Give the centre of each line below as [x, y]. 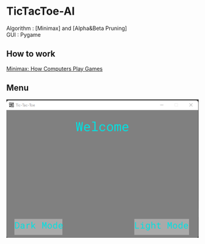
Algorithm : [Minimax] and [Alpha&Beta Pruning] [67, 28]
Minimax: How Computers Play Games [55, 68]
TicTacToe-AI [41, 11]
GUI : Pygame [23, 34]
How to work [31, 54]
